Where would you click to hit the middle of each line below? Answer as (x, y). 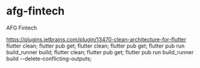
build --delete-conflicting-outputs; (49, 58)
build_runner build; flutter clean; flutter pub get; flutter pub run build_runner (100, 52)
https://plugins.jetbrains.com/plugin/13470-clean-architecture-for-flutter (96, 39)
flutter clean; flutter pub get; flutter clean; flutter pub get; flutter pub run (95, 46)
